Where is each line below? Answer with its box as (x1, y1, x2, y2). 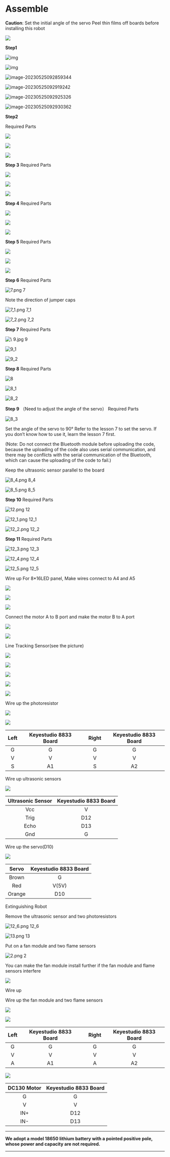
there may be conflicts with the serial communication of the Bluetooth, (5, 452, 152, 458)
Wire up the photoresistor (5, 700, 59, 706)
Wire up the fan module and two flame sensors (5, 997, 103, 1003)
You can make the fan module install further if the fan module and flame (5, 962, 155, 968)
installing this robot (5, 25, 46, 31)
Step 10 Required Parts (5, 496, 54, 503)
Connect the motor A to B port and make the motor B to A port (5, 613, 135, 620)
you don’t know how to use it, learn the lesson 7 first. (5, 431, 116, 437)
